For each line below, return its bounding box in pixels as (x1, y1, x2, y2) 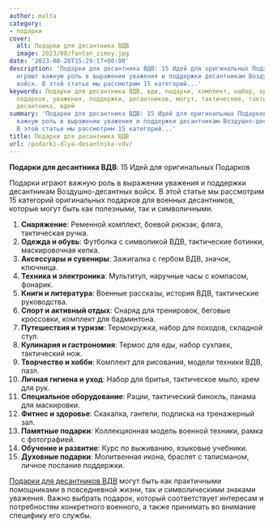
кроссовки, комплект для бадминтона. (20, 313, 156, 324)
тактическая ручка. (20, 228, 88, 237)
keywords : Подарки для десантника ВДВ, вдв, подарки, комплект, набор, (9, 87, 256, 96)
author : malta (9, 11, 58, 20)
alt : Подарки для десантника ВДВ (16, 42, 130, 50)
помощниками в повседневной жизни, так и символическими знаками (9, 484, 256, 494)
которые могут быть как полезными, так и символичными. (9, 203, 214, 213)
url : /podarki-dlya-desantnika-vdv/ (9, 139, 133, 148)
